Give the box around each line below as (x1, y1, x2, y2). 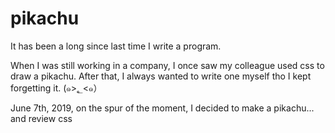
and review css (10, 112, 73, 124)
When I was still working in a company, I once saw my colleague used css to (10, 59, 325, 71)
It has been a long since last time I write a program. (10, 40, 222, 52)
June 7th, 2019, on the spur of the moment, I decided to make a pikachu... (10, 102, 315, 114)
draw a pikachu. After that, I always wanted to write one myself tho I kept (10, 70, 312, 82)
